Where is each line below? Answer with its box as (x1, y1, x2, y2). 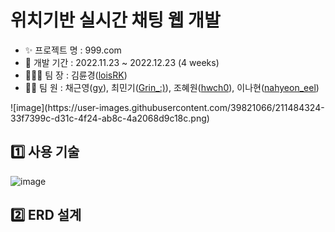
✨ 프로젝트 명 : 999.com (24, 44, 122, 56)
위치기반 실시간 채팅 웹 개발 (10, 9, 221, 32)
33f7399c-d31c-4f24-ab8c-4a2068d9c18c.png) (10, 112, 210, 124)
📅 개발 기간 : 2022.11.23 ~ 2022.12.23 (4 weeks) (24, 56, 220, 68)
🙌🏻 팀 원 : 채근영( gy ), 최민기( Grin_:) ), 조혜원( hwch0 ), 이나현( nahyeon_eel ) (24, 81, 320, 93)
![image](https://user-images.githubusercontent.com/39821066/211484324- (10, 101, 325, 113)
